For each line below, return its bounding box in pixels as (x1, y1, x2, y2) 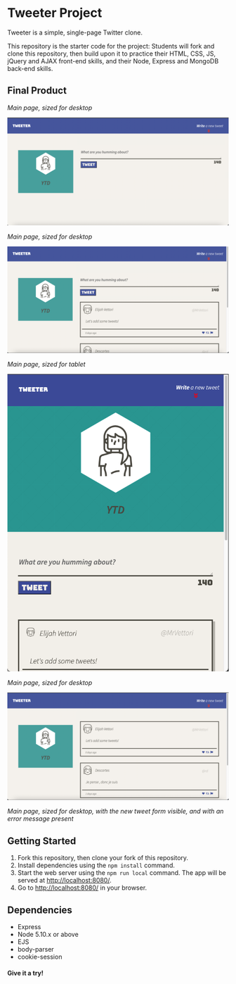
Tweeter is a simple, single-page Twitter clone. (7, 28, 143, 37)
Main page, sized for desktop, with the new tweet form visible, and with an (7, 807, 224, 816)
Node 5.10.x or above (17, 931, 79, 939)
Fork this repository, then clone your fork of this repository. (17, 854, 188, 862)
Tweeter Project (7, 5, 103, 21)
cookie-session (17, 952, 63, 961)
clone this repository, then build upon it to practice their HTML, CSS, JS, (7, 49, 216, 58)
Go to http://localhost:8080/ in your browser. (17, 883, 147, 892)
